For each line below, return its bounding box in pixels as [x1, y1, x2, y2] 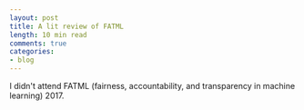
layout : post [9, 13, 59, 23]
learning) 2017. [9, 90, 65, 101]
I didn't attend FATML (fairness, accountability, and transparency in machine [9, 81, 296, 91]
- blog [9, 55, 35, 65]
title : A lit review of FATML [9, 22, 125, 31]
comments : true [9, 38, 67, 48]
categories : [9, 47, 55, 56]
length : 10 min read [9, 30, 88, 39]
